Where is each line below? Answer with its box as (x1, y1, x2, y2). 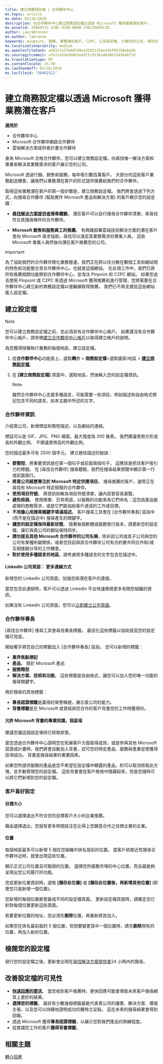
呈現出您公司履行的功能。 (5, 869, 56, 875)
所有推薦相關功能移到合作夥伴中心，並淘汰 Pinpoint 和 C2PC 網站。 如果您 (5, 271, 154, 277)
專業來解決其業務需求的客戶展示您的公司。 (5, 161, 90, 167)
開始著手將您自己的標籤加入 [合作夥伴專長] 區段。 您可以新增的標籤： (5, 644, 144, 650)
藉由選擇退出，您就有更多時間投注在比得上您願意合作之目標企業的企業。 (5, 823, 149, 829)
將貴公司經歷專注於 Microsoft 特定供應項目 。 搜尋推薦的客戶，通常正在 (12, 478, 154, 484)
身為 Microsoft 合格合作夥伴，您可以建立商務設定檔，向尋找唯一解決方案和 (5, 155, 154, 161)
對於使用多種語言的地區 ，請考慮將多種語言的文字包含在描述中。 (12, 551, 140, 557)
